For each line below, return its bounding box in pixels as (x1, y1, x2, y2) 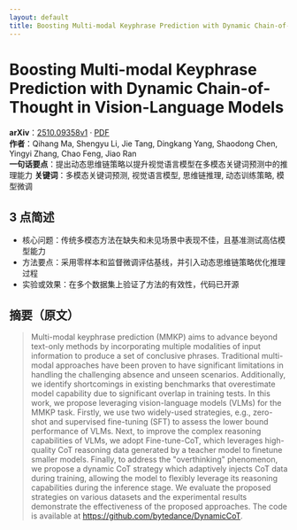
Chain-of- (196, 78, 271, 98)
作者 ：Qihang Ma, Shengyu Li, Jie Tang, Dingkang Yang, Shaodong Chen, (9, 138, 278, 149)
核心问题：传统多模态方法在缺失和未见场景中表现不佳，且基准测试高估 (21, 235, 278, 246)
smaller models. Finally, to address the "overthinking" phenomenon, (30, 454, 278, 465)
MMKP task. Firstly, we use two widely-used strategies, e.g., (30, 407, 252, 417)
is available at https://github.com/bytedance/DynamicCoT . (30, 511, 243, 521)
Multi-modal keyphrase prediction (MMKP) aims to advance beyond (30, 331, 278, 342)
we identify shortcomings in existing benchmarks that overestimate (30, 378, 276, 390)
